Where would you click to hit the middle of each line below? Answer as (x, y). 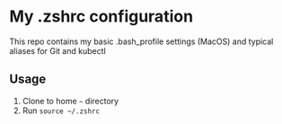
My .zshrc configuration (101, 17)
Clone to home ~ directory (70, 101)
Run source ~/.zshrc (61, 111)
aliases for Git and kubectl (57, 50)
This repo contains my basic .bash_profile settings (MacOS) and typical (141, 41)
